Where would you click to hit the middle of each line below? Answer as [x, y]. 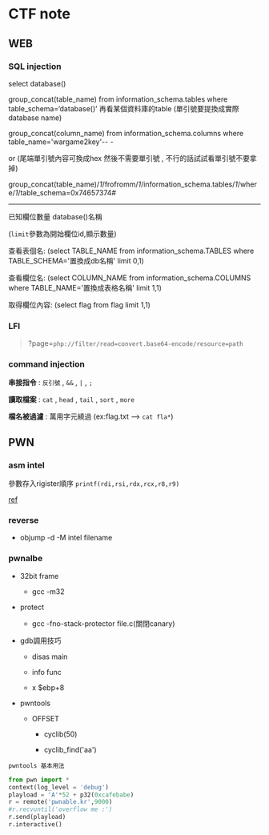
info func [47, 672]
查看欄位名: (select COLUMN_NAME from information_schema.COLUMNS [130, 278]
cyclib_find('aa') [70, 749]
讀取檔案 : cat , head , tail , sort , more [71, 399]
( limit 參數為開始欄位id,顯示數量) [63, 234]
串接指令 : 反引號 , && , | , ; [51, 383]
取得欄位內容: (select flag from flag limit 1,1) [79, 304]
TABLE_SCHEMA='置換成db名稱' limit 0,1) [76, 260]
